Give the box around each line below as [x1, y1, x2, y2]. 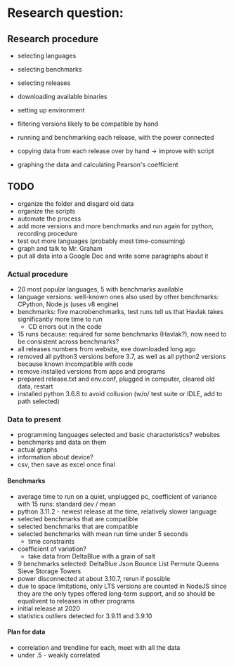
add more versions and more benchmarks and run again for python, [17, 221, 214, 230]
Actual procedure [7, 269, 68, 279]
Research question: [7, 5, 124, 21]
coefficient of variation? [17, 544, 86, 553]
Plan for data [7, 627, 46, 636]
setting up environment [17, 106, 85, 114]
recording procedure [17, 229, 78, 237]
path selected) [17, 397, 60, 405]
